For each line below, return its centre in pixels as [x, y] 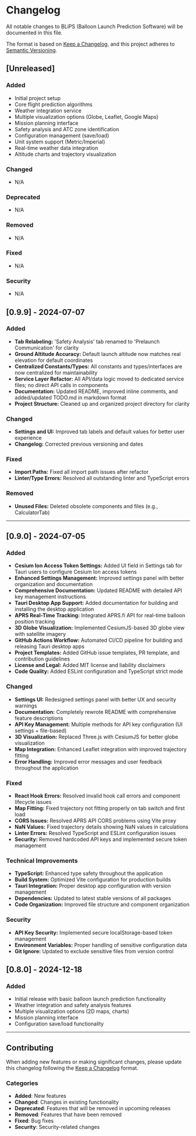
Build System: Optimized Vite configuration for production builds [92, 880]
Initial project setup [38, 98]
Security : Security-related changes [57, 1127]
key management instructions [50, 597]
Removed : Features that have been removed [68, 1115]
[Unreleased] [31, 69]
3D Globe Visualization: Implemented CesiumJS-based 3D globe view [99, 628]
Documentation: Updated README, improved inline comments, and [96, 391]
